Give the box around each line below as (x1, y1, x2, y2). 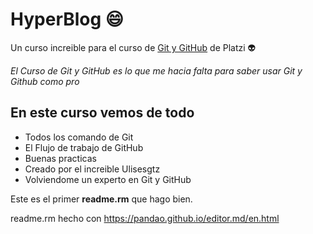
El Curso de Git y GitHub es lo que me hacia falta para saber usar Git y (10, 64, 303, 77)
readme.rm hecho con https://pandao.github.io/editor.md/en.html (10, 212, 280, 224)
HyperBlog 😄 (10, 8, 125, 31)
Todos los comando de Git (24, 131, 134, 143)
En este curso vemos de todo (10, 104, 195, 122)
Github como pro (10, 75, 80, 87)
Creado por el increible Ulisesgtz (24, 163, 161, 175)
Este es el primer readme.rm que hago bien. (10, 193, 193, 205)
